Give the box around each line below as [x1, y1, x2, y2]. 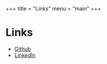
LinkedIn [14, 52, 36, 59]
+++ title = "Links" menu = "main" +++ [5, 5, 102, 12]
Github [14, 45, 31, 52]
